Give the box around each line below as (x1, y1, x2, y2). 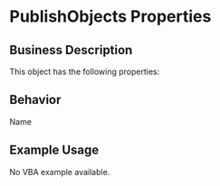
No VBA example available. (9, 166, 110, 177)
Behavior (9, 92, 62, 107)
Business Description (9, 42, 133, 58)
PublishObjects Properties (9, 6, 212, 27)
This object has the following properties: (9, 66, 160, 77)
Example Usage (9, 143, 100, 158)
